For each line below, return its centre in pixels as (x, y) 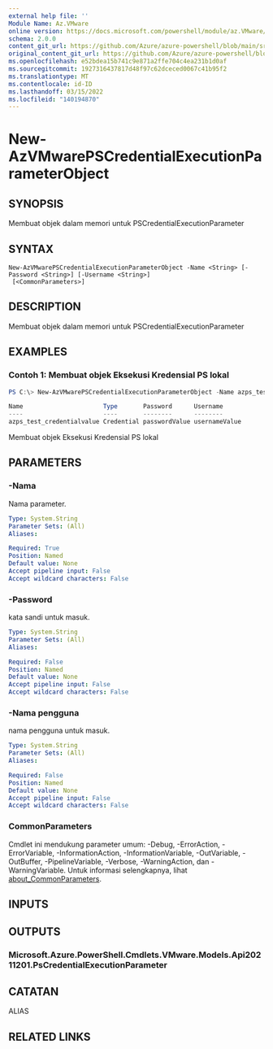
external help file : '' (49, 16)
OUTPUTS (35, 932)
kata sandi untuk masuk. (49, 617)
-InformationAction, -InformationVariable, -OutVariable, (149, 853)
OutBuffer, (26, 861)
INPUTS (28, 905)
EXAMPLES (38, 352)
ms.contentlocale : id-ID (50, 84)
